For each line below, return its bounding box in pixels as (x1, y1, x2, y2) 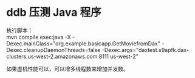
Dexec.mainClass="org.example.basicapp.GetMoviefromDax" (6, 40, 161, 47)
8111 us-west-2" (98, 53, 139, 60)
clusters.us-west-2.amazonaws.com (6, 53, 98, 60)
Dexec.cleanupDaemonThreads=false (6, 46, 101, 53)
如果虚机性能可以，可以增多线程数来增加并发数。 (6, 65, 129, 73)
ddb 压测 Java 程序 (6, 5, 101, 19)
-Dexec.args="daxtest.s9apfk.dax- (101, 46, 190, 53)
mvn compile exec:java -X (6, 33, 71, 41)
